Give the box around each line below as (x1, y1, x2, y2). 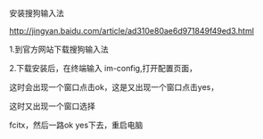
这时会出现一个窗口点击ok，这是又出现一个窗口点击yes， (9, 82, 219, 92)
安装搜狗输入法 (9, 8, 64, 18)
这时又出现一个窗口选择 (9, 101, 95, 111)
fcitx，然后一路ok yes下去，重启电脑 (9, 119, 144, 130)
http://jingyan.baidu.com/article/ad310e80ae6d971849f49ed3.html (9, 26, 254, 36)
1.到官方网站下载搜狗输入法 (9, 44, 109, 54)
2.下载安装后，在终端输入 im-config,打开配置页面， (9, 63, 198, 73)
